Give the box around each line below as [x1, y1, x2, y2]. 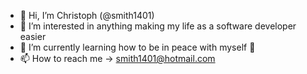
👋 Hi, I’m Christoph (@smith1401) [19, 10, 155, 21]
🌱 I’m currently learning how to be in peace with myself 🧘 [19, 41, 256, 53]
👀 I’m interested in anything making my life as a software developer [19, 20, 297, 32]
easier [19, 31, 47, 42]
